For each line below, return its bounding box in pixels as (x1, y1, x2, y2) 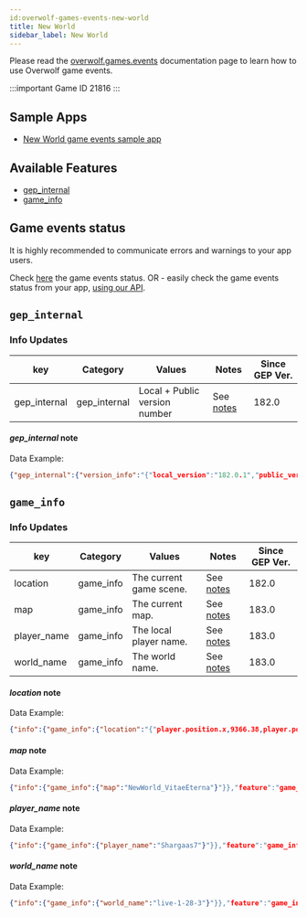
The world (132, 650, 176, 663)
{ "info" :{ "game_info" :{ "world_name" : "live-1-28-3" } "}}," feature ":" (9, 898, 272, 908)
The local (132, 624, 172, 636)
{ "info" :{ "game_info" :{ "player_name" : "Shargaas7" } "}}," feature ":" (9, 840, 268, 850)
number (138, 407, 173, 420)
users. (9, 254, 34, 265)
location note (9, 687, 61, 698)
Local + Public (138, 384, 200, 397)
